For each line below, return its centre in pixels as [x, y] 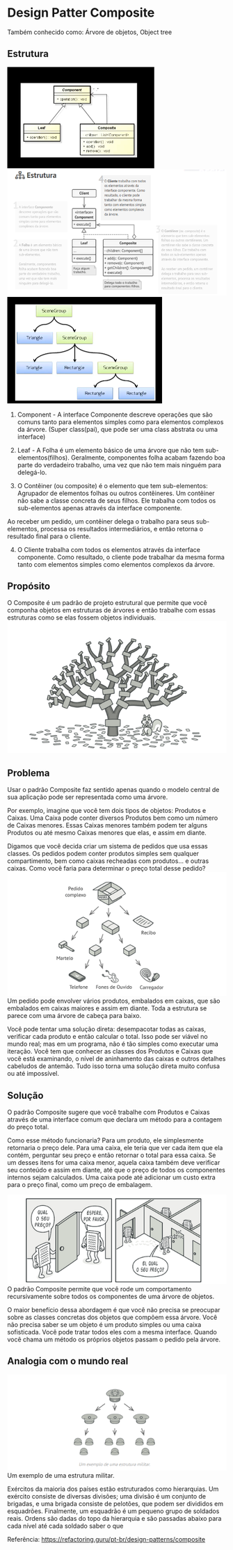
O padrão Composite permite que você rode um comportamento [99, 1289]
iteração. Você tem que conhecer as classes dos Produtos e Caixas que [110, 1051]
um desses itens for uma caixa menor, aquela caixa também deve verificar [114, 1163]
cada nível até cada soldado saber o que [65, 1526]
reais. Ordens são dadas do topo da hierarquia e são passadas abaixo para [114, 1518]
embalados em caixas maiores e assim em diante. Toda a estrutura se [107, 1008]
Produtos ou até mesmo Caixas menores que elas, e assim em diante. [107, 832]
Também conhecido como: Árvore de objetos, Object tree [90, 32]
